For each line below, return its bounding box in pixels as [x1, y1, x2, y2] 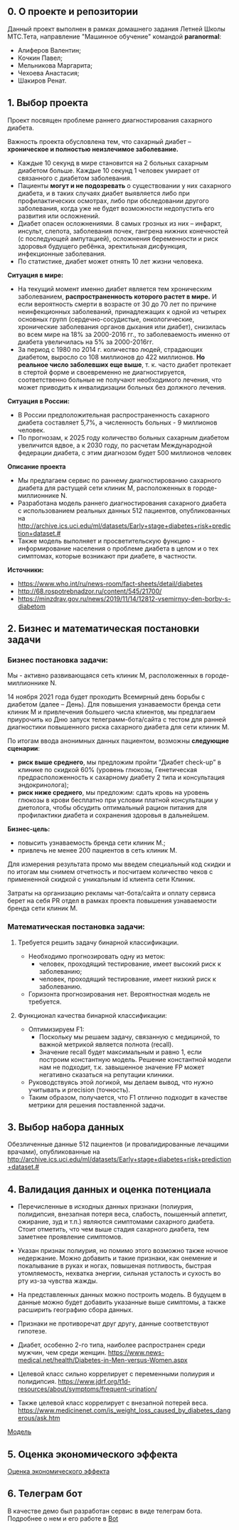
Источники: [7, 566, 44, 574]
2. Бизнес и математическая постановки [7, 623, 200, 635]
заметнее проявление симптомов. [17, 1232, 123, 1242]
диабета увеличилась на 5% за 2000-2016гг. [17, 338, 154, 346]
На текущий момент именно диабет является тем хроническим [17, 284, 212, 293]
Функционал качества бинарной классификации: [17, 1011, 167, 1019]
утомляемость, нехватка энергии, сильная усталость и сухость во [17, 1269, 221, 1278]
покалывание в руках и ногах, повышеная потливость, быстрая [17, 1261, 212, 1270]
